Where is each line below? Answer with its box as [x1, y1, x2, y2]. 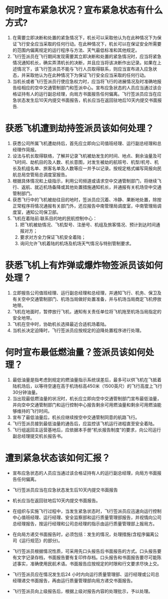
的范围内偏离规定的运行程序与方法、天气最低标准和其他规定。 [12, 47, 140, 53]
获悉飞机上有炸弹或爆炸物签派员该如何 [5, 260, 163, 271]
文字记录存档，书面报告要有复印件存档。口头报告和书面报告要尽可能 [16, 554, 157, 560]
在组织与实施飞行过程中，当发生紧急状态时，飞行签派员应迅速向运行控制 [12, 508, 161, 514]
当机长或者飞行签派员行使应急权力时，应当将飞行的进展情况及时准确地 [12, 78, 157, 84]
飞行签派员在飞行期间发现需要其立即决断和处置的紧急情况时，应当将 [12, 53, 153, 59]
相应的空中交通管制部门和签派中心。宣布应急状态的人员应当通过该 [21, 85, 157, 91]
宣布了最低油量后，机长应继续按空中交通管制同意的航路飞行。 [12, 414, 140, 420]
